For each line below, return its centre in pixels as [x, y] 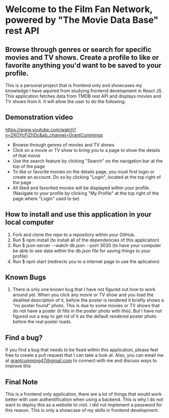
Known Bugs [26, 278]
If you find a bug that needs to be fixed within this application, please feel [82, 350]
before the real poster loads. [42, 322]
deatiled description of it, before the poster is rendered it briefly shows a [88, 300]
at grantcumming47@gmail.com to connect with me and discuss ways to [81, 361]
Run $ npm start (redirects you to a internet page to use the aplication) [86, 261]
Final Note [22, 382]
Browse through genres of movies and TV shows [64, 145]
